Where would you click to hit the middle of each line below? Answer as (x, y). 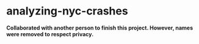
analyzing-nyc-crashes (67, 11)
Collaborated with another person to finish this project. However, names (100, 28)
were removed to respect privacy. (50, 34)
